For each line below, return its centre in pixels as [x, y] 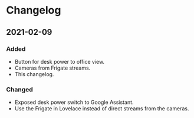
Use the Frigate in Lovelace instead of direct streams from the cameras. [102, 109]
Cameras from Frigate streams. [52, 68]
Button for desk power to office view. [60, 61]
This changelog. [34, 74]
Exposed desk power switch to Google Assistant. [74, 102]
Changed [20, 89]
